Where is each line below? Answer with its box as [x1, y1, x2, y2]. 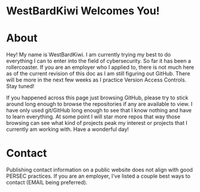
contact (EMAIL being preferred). [6, 179, 88, 186]
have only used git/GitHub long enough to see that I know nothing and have [6, 107, 192, 114]
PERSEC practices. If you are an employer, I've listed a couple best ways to [6, 172, 191, 180]
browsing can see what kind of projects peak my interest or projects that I [6, 119, 187, 127]
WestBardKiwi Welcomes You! [6, 4, 160, 18]
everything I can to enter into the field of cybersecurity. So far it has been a [6, 58, 191, 65]
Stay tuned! [6, 83, 35, 90]
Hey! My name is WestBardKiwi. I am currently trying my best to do [6, 51, 171, 58]
